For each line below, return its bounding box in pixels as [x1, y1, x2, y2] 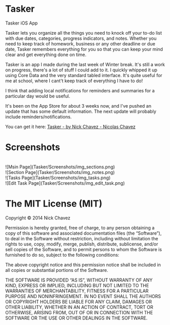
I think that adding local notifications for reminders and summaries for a [5, 87, 155, 93]
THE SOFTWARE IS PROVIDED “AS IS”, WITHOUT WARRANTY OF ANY [5, 277, 153, 283]
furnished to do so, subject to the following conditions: [5, 252, 119, 258]
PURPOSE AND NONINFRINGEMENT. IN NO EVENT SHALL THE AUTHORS [5, 293, 161, 299]
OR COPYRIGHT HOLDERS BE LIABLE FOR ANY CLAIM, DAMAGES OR [5, 298, 152, 305]
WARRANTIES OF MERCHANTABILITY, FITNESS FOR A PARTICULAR [5, 288, 149, 294]
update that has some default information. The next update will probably [5, 108, 156, 114]
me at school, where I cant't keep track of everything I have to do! [5, 78, 143, 84]
